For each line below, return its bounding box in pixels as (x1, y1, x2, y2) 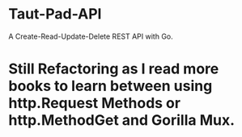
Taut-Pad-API (8, 5, 102, 23)
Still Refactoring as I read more (8, 60, 219, 78)
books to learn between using (8, 77, 213, 95)
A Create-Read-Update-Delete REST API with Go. (8, 31, 174, 41)
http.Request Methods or (8, 94, 180, 113)
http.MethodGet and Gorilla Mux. (8, 111, 236, 130)
